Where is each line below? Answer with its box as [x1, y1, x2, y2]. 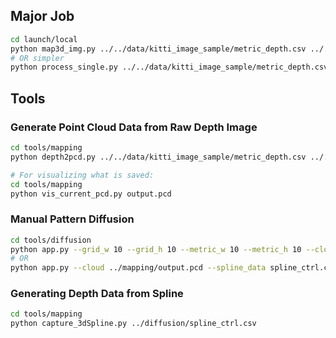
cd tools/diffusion [10, 235, 92, 245]
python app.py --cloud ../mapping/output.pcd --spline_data [10, 263, 267, 273]
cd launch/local [10, 34, 78, 44]
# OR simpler [10, 53, 65, 63]
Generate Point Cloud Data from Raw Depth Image [10, 120, 258, 134]
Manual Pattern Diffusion [10, 212, 135, 226]
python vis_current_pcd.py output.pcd [10, 189, 172, 199]
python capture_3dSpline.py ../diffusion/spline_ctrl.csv [10, 319, 257, 329]
